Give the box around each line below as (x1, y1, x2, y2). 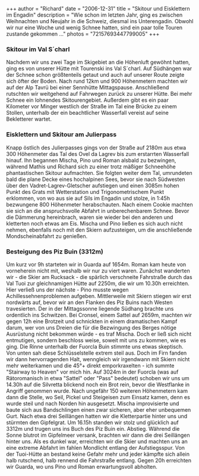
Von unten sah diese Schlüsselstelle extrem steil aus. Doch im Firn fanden (6, 349, 187, 356)
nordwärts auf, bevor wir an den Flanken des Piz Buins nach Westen (6, 299, 173, 306)
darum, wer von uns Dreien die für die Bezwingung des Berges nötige (6, 324, 177, 331)
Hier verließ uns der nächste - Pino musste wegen (6, 286, 129, 293)
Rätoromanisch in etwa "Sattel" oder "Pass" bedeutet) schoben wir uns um (6, 374, 190, 381)
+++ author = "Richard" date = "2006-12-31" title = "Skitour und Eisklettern (6, 5, 190, 12)
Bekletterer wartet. (6, 115, 52, 123)
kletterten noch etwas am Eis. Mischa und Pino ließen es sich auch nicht (6, 220, 183, 227)
